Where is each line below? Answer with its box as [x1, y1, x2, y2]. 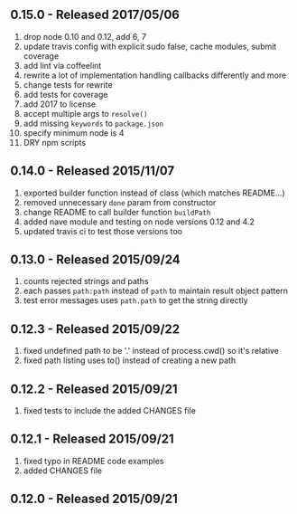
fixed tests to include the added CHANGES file [23, 405, 197, 416]
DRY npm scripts [23, 137, 87, 148]
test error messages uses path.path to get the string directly [23, 295, 248, 306]
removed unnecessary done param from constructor [23, 196, 217, 207]
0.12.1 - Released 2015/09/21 [10, 432, 174, 447]
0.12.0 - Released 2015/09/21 [10, 491, 179, 507]
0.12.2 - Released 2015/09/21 [10, 381, 178, 396]
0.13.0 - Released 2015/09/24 [10, 252, 181, 268]
